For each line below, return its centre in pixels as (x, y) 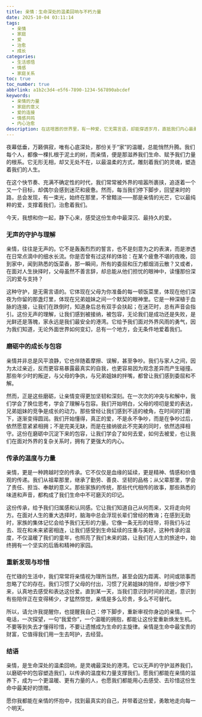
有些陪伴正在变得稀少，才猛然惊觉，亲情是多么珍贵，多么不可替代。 (90, 599)
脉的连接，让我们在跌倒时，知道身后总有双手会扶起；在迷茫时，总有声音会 (98, 307)
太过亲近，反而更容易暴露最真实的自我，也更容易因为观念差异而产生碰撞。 (103, 368)
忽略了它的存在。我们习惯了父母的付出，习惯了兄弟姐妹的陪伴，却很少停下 (98, 584)
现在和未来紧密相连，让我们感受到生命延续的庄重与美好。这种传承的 (101, 530)
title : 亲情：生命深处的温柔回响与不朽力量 (54, 12)
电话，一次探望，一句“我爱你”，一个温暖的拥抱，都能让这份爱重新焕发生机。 (101, 619)
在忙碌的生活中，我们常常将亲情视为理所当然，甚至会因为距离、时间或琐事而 (101, 576)
